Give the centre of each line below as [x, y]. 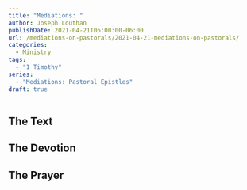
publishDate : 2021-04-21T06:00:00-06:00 [76, 30]
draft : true [28, 89]
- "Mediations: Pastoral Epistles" [74, 82]
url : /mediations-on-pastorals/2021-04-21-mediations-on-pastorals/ [124, 38]
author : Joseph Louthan [48, 23]
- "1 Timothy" [39, 67]
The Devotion [42, 148]
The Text [31, 121]
